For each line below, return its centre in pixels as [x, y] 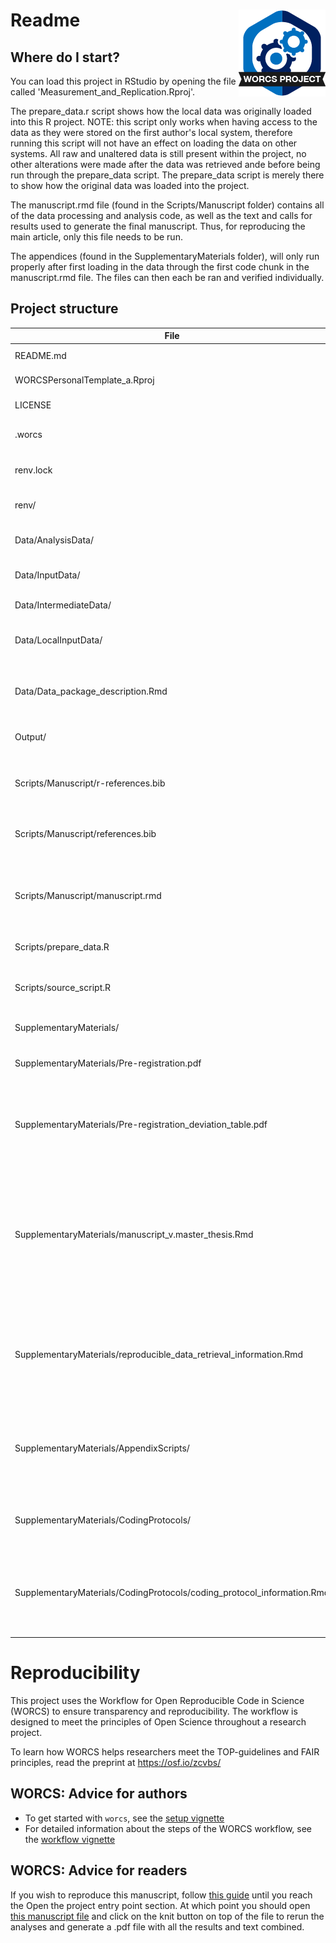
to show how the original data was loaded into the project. [130, 185]
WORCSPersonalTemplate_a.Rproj [84, 380]
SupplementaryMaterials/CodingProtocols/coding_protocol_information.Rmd [172, 1593]
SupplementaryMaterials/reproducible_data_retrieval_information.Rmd [159, 1354]
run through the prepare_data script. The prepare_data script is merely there [167, 175]
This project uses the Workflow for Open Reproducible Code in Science [157, 1700]
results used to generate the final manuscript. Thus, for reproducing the [158, 226]
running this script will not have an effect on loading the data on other [154, 143]
